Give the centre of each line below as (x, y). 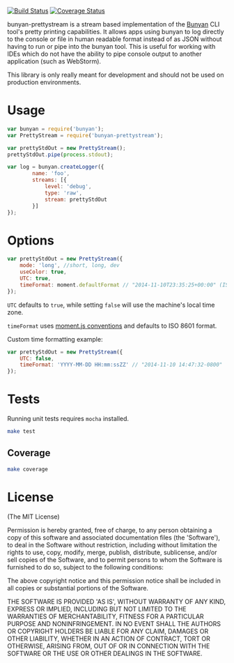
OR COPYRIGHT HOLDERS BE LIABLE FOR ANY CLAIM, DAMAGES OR (108, 631)
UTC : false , (37, 358)
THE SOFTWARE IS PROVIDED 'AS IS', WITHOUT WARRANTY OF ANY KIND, (117, 601)
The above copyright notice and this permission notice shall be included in (114, 580)
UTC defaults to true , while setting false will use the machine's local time (111, 305)
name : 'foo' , (51, 174)
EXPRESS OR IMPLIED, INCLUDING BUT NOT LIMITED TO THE (97, 609)
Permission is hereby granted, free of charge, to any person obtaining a (110, 530)
